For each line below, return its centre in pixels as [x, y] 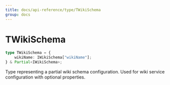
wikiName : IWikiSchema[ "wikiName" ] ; [53, 58]
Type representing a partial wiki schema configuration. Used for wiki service [85, 72]
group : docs [18, 15]
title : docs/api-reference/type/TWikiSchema [53, 10]
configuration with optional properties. [45, 77]
